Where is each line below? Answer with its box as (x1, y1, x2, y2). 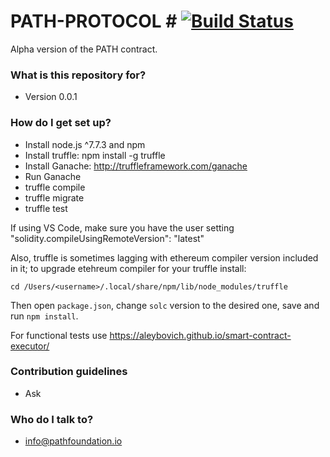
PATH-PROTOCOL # (10, 10, 178, 33)
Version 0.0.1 (24, 91, 78, 103)
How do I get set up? (10, 116, 112, 130)
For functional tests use (10, 329, 108, 341)
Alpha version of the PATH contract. (10, 43, 158, 55)
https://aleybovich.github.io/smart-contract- (109, 329, 292, 341)
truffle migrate (24, 191, 85, 204)
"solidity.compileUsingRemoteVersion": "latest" (10, 232, 205, 244)
